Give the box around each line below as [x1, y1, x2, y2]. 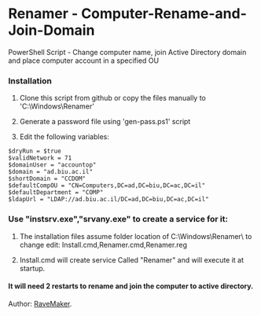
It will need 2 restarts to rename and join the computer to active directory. [8, 281, 254, 291]
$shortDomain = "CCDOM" [8, 175, 86, 183]
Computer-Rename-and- [81, 5, 248, 23]
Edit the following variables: [19, 132, 110, 141]
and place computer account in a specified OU [8, 56, 160, 65]
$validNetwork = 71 [8, 154, 72, 162]
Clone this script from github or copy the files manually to [19, 94, 207, 103]
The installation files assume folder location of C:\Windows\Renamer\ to [19, 231, 252, 241]
